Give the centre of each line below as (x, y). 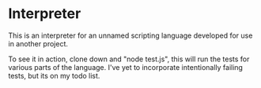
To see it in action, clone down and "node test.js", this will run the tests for (129, 59)
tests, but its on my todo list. (54, 75)
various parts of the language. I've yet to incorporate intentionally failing (126, 67)
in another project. (38, 43)
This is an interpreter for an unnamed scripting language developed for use (130, 35)
